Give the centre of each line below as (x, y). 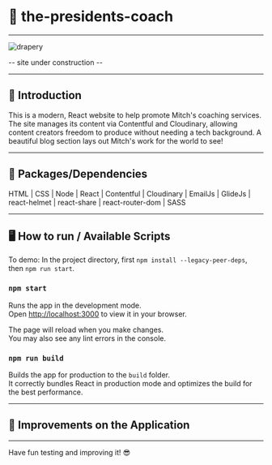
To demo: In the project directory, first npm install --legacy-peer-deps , (128, 260)
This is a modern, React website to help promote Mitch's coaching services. (135, 115)
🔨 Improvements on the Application (99, 425)
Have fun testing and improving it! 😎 (70, 452)
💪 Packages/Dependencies (78, 174)
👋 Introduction (45, 95)
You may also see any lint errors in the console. (87, 338)
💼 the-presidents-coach (91, 17)
